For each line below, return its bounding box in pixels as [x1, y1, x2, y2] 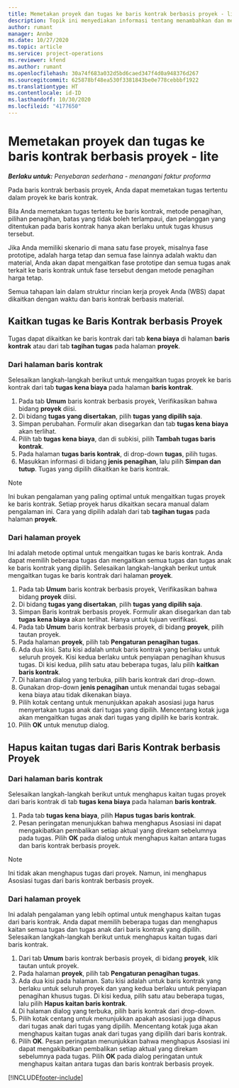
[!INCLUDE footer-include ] [8, 1073, 84, 1082]
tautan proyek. [18, 630, 61, 639]
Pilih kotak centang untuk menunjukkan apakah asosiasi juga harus [18, 698, 215, 707]
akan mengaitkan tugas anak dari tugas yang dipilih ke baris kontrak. [18, 713, 219, 722]
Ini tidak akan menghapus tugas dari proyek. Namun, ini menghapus [8, 869, 207, 877]
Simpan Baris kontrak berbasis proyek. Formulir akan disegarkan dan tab [18, 608, 231, 616]
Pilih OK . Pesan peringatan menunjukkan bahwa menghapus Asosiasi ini [18, 1037, 230, 1045]
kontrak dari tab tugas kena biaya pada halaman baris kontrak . [8, 383, 194, 391]
